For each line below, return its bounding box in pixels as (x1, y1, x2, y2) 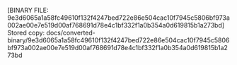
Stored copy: (7, 28, 45, 37)
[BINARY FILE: (7, 6, 49, 14)
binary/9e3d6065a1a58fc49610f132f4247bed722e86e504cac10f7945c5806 (7, 36, 230, 45)
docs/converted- (46, 28, 96, 37)
